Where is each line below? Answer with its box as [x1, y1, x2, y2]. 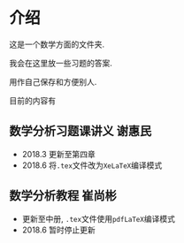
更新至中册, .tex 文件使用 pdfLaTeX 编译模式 [21, 213, 175, 224]
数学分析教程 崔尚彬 [9, 188, 117, 203]
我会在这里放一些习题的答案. [9, 57, 113, 68]
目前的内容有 [9, 95, 56, 106]
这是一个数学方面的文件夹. [9, 39, 105, 49]
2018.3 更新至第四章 [21, 148, 96, 159]
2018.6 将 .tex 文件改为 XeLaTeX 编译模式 [21, 160, 163, 171]
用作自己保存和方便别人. [9, 76, 97, 87]
